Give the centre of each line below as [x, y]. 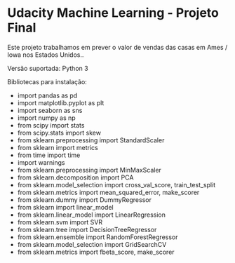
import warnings [41, 162]
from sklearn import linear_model [65, 207]
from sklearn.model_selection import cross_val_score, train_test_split [116, 184]
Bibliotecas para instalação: [47, 81]
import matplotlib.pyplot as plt [61, 102]
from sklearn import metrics [58, 147]
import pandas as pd [47, 95]
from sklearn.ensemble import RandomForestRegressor [98, 237]
